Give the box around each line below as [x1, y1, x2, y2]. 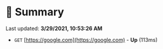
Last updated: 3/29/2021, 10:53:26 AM [5, 25, 102, 32]
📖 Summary [5, 5, 64, 19]
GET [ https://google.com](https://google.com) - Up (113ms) [14, 36, 158, 43]
